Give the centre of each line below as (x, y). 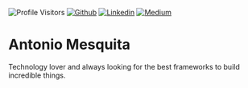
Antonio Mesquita (70, 45)
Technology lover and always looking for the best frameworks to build (124, 66)
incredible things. (37, 75)
